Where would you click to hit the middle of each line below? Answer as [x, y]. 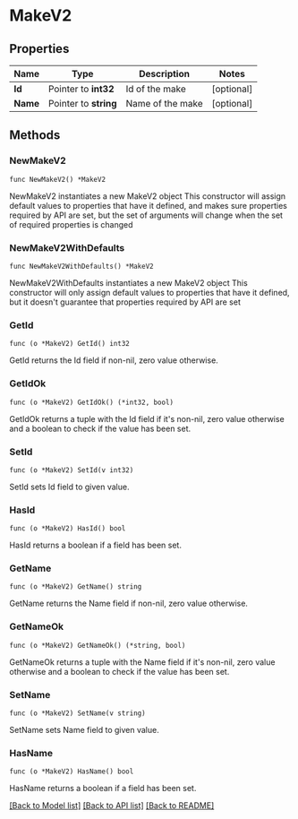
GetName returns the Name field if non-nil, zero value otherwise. [129, 603]
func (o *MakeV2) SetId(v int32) [72, 470]
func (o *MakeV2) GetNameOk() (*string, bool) [98, 645]
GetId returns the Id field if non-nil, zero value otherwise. [114, 360]
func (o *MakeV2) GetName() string [76, 587]
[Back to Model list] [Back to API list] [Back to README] [112, 806]
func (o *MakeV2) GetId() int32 [69, 344]
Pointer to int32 [81, 89]
